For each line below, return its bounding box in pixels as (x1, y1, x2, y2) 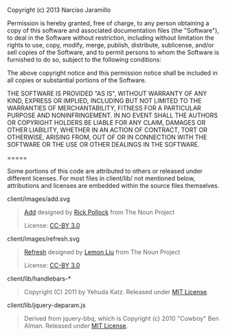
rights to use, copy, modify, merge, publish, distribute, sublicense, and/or (7, 41, 214, 49)
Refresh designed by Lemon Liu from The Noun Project (23, 248, 181, 256)
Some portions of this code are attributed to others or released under (7, 167, 203, 175)
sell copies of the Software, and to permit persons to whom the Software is (7, 48, 220, 56)
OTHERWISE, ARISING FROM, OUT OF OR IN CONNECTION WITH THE (7, 133, 207, 141)
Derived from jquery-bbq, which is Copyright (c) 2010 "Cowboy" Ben (23, 315, 219, 322)
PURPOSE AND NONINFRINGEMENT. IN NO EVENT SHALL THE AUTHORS (7, 111, 218, 119)
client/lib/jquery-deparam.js (7, 301, 86, 309)
